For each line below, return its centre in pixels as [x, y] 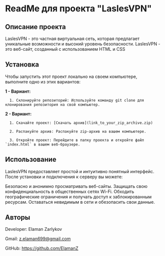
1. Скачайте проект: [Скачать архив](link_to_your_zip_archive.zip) [81, 123]
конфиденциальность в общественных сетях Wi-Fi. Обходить [70, 191]
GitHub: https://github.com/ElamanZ [42, 248]
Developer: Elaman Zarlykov [34, 229]
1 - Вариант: [18, 91]
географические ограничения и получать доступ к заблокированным [78, 197]
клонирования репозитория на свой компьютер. [52, 105]
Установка [22, 65]
